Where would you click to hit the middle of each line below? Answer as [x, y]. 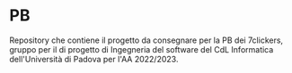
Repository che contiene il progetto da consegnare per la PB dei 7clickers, [146, 40]
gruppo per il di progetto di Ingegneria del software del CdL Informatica [142, 49]
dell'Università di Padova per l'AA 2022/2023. [94, 59]
